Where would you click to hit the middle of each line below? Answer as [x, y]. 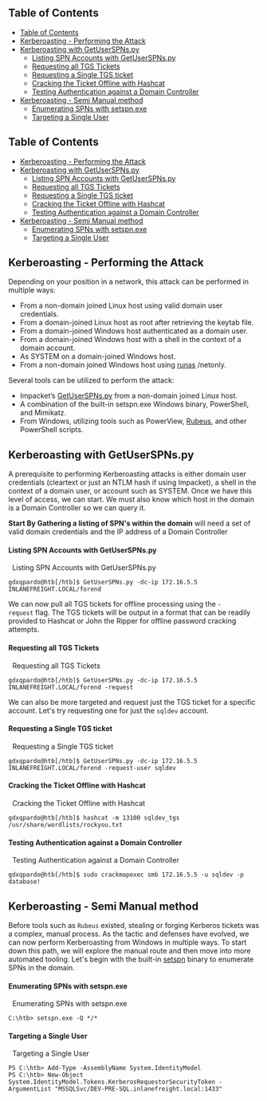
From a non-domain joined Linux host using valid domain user [121, 305]
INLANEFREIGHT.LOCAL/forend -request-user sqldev [92, 768]
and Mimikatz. [43, 413]
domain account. [47, 348]
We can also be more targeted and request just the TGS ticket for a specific [132, 702]
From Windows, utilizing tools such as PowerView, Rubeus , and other [133, 421]
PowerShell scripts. [51, 430]
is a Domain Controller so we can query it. [77, 508]
